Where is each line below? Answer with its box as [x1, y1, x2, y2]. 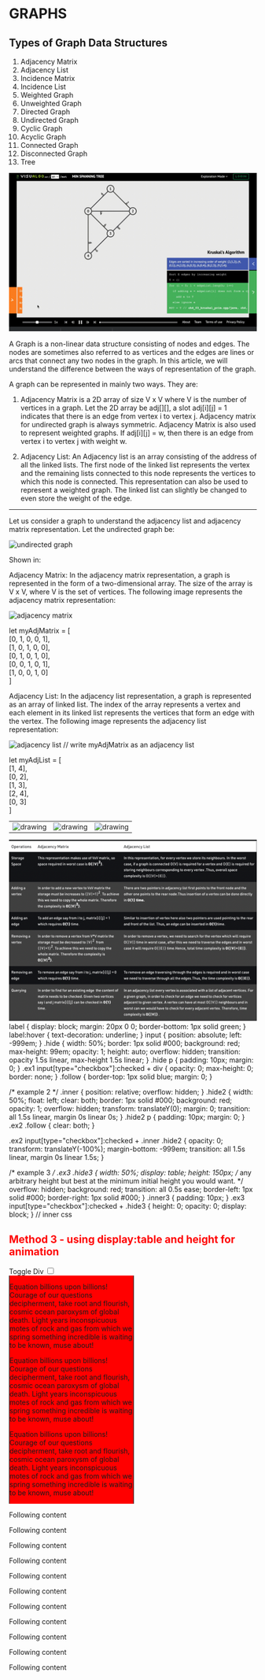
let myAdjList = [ [9, 755, 62, 764]
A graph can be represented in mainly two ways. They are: [9, 379, 199, 389]
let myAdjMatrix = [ [9, 626, 71, 635]
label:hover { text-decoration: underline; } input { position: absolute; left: [9, 1030, 242, 1039]
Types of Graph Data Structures [9, 36, 168, 50]
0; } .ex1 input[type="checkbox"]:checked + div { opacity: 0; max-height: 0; [9, 1064, 254, 1073]
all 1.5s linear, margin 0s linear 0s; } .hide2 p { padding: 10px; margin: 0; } [9, 1113, 245, 1122]
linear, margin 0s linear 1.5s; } [9, 1153, 105, 1162]
